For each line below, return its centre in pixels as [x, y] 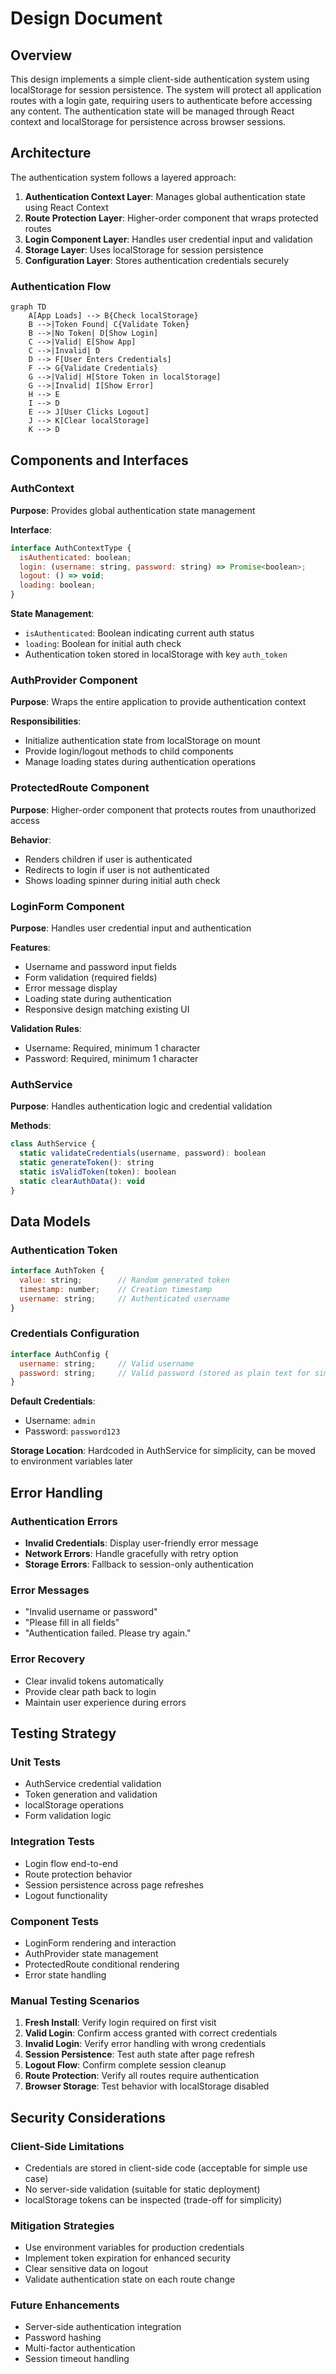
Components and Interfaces [99, 460]
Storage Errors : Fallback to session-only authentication [139, 1564]
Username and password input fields [101, 966]
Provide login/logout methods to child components [129, 751]
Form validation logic [68, 1816]
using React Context [66, 207]
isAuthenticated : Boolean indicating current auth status [139, 633]
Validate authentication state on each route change [130, 2279]
